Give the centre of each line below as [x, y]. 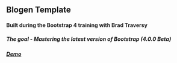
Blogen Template [39, 10]
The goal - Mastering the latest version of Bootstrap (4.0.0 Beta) [89, 39]
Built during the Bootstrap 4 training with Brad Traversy [77, 25]
